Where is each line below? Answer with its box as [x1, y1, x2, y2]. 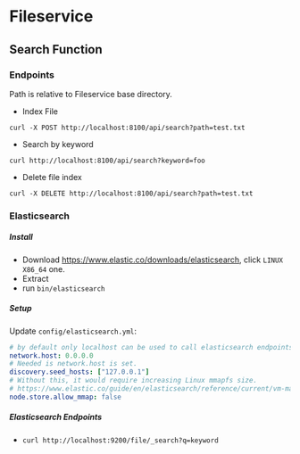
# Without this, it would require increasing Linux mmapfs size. [9, 376, 257, 385]
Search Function [9, 42, 103, 57]
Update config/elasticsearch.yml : [9, 326, 137, 336]
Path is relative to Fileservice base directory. [9, 88, 172, 99]
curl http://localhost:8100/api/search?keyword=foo [9, 156, 205, 165]
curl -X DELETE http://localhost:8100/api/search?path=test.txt [9, 189, 254, 198]
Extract [21, 273, 49, 284]
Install [9, 232, 33, 243]
